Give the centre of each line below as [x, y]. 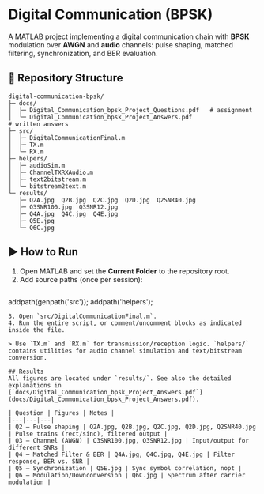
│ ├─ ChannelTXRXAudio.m [51, 172]
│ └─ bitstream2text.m [47, 186]
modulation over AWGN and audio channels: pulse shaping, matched [121, 44]
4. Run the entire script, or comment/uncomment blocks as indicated [125, 323]
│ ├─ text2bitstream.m [47, 179]
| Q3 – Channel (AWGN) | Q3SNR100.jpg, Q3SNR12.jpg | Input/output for [128, 440]
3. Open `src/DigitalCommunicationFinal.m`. [83, 316]
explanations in [35, 385]
